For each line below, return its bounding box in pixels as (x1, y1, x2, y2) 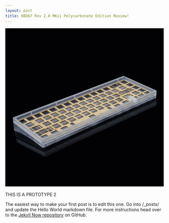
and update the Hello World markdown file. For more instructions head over (5, 206, 161, 212)
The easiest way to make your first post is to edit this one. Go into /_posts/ (5, 201, 159, 207)
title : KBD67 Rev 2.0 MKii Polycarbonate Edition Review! (5, 13, 129, 19)
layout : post (5, 8, 33, 13)
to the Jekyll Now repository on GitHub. (5, 211, 87, 218)
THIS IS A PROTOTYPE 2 (5, 191, 57, 197)
